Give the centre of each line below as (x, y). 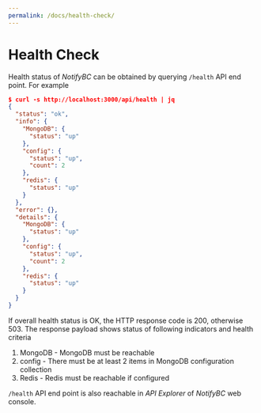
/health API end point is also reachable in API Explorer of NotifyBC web (125, 393)
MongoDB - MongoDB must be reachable (87, 352)
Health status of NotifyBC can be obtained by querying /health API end (125, 77)
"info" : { (31, 122)
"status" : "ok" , (42, 114)
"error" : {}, (37, 210)
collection (36, 369)
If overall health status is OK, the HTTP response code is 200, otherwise (126, 320)
